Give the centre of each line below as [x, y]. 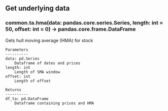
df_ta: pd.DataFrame [27, 99]
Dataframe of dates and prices [47, 63]
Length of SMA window [37, 72]
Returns [13, 90]
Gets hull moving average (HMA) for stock [49, 40]
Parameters [17, 50]
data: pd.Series [22, 59]
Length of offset [33, 81]
